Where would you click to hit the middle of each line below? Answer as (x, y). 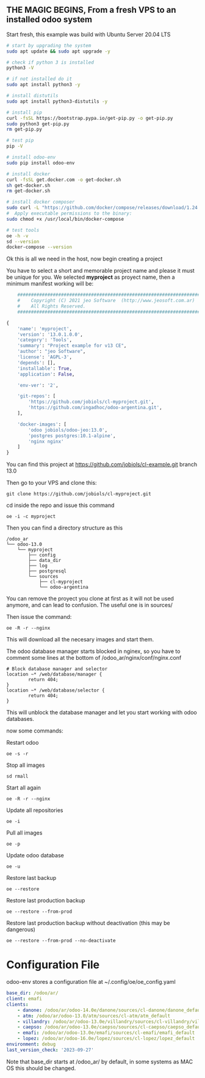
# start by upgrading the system (49, 45)
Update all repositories (35, 810)
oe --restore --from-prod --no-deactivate (61, 941)
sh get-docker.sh (28, 185)
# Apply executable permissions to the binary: (69, 213)
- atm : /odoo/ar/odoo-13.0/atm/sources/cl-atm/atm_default (94, 1016)
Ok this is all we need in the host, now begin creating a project (85, 259)
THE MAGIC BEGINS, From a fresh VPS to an (91, 10)
